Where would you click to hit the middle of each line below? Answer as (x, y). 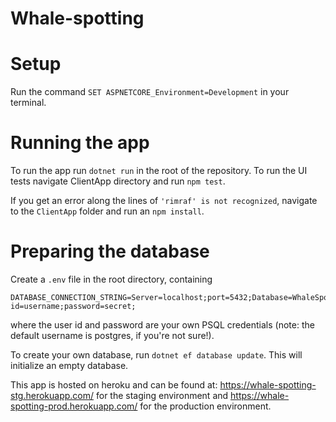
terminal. (28, 103)
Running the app (80, 143)
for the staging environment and (162, 395)
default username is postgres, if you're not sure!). (112, 335)
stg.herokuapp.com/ (52, 395)
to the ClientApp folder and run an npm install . (107, 211)
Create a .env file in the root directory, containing (111, 279)
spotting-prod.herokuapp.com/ (74, 406)
